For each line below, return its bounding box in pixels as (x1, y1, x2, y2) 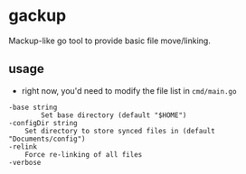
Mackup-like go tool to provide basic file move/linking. (8, 35, 212, 46)
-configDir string (8, 118, 78, 127)
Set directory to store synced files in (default (24, 126, 216, 135)
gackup (8, 5, 67, 26)
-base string (8, 103, 58, 112)
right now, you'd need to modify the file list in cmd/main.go (21, 85, 237, 96)
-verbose (8, 158, 42, 167)
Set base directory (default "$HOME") (41, 110, 187, 120)
